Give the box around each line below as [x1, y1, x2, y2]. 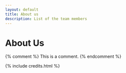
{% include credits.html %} [5, 63, 60, 69]
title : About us [5, 12, 39, 17]
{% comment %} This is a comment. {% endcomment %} [5, 53, 122, 59]
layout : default [5, 7, 39, 12]
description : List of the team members [5, 16, 87, 21]
